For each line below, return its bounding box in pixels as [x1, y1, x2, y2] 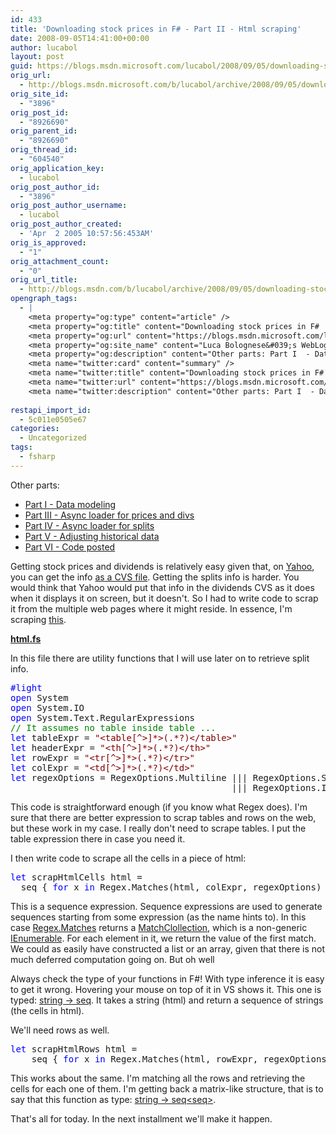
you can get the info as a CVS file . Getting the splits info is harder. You [10, 571, 300, 583]
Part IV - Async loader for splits [24, 519, 155, 531]
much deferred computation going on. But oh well [10, 953, 215, 965]
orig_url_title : [10, 275, 78, 285]
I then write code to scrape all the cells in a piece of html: [10, 852, 247, 864]
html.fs [10, 632, 42, 645]
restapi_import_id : [10, 405, 92, 415]
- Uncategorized [19, 433, 87, 443]
